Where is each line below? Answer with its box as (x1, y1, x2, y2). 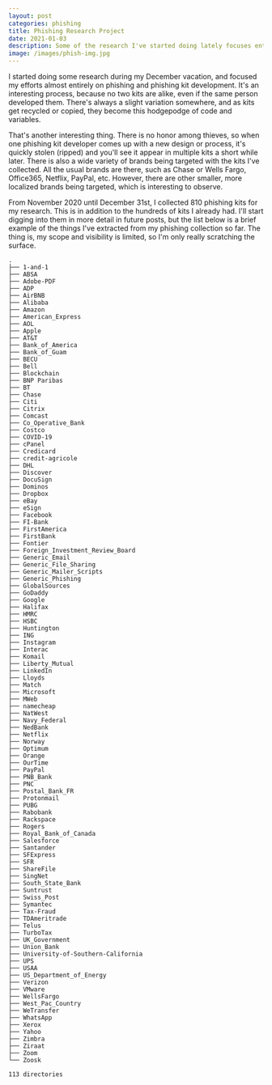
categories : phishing (8, 19, 82, 28)
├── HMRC (8, 610, 38, 618)
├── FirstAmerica (8, 525, 67, 533)
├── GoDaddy (8, 589, 49, 597)
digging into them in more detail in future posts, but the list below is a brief (8, 215, 257, 224)
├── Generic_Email (8, 553, 70, 562)
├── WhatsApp (8, 1014, 53, 1022)
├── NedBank (8, 723, 49, 731)
